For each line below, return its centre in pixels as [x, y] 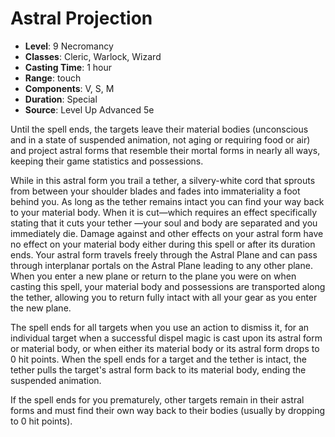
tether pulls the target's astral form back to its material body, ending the [158, 369]
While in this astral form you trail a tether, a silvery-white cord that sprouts [163, 180]
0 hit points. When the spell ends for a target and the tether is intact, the [158, 359]
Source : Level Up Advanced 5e [89, 109]
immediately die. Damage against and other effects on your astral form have [167, 233]
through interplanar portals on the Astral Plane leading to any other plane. [161, 265]
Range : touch [53, 78]
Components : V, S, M [69, 88]
